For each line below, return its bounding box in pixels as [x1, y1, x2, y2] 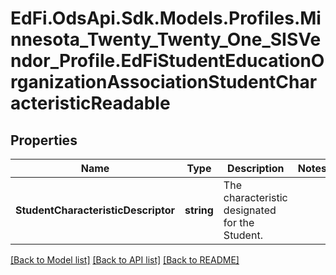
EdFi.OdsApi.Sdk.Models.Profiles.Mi [10, 7, 322, 30]
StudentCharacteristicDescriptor [15, 203, 176, 217]
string [184, 203, 214, 217]
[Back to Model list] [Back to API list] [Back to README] [10, 254, 240, 266]
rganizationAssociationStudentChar [10, 71, 318, 94]
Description [227, 162, 285, 175]
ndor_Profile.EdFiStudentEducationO [10, 50, 325, 72]
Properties [10, 132, 78, 149]
